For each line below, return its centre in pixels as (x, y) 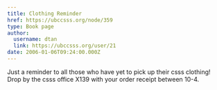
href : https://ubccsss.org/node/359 (60, 20)
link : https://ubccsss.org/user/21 (65, 46)
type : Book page (31, 26)
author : (18, 33)
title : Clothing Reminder (44, 13)
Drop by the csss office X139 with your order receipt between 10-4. (103, 79)
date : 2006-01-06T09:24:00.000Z (54, 53)
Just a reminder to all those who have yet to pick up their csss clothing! (109, 72)
